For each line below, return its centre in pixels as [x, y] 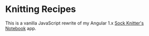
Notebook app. [21, 28]
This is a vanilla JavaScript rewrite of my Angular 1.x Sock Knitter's [74, 23]
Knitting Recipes [41, 9]
